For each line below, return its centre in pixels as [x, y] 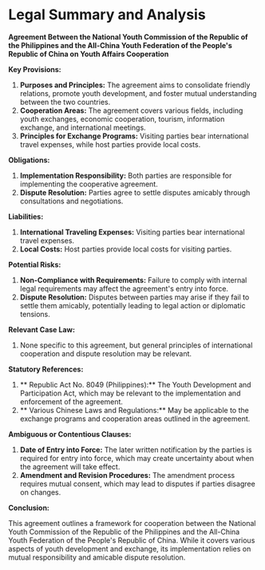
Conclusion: [29, 508]
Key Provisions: [35, 69]
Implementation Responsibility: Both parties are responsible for [126, 175]
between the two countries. [65, 102]
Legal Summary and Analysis [107, 15]
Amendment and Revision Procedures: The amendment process [127, 475]
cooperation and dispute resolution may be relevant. [106, 353]
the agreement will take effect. [70, 467]
